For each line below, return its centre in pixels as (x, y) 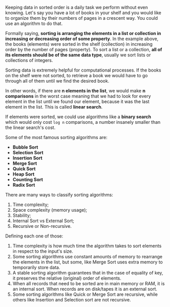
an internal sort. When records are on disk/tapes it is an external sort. (85, 289)
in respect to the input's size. (43, 251)
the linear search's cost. (30, 127)
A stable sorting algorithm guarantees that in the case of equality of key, (88, 273)
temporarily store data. (36, 267)
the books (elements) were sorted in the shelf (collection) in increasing (79, 44)
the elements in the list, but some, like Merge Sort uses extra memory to (88, 262)
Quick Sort (24, 169)
